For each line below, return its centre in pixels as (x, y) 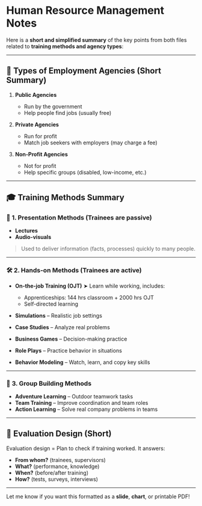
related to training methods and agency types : (65, 46)
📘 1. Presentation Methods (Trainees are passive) (79, 218)
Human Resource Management (85, 11)
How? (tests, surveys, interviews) (56, 479)
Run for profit (40, 136)
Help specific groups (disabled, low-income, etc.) (85, 172)
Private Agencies (37, 125)
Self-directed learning (51, 304)
